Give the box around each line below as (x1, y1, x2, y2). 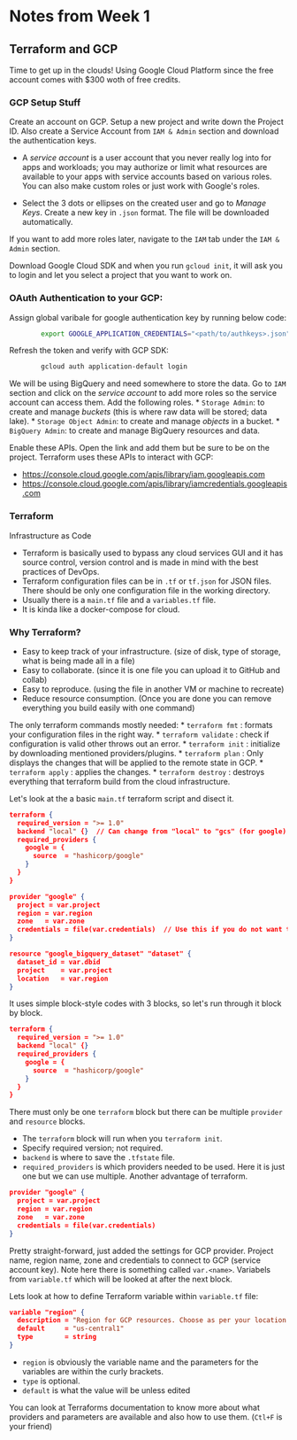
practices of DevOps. (21, 566, 100, 577)
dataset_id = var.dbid (17, 957, 101, 966)
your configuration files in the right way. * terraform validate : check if (9, 729, 270, 739)
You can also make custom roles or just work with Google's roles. (21, 181, 261, 191)
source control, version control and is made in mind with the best (21, 556, 259, 568)
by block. (9, 1008, 43, 1018)
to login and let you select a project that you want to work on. (9, 270, 232, 281)
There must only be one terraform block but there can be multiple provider (9, 1107, 283, 1118)
